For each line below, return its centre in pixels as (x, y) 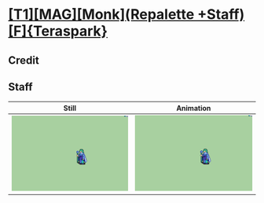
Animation (194, 108)
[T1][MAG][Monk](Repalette (101, 15)
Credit (24, 60)
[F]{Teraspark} (58, 31)
